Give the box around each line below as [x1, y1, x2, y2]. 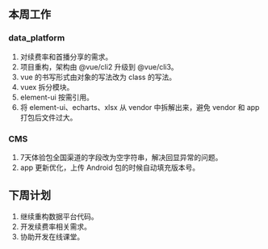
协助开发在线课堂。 [19, 231, 85, 241]
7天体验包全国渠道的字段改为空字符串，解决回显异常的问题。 [19, 152, 223, 162]
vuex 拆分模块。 [19, 82, 74, 91]
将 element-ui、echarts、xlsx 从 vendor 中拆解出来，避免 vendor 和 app [19, 102, 260, 112]
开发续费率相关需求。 [19, 222, 91, 231]
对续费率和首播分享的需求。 [19, 52, 113, 61]
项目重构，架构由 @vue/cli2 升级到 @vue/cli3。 [19, 61, 179, 71]
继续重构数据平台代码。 [19, 211, 98, 221]
